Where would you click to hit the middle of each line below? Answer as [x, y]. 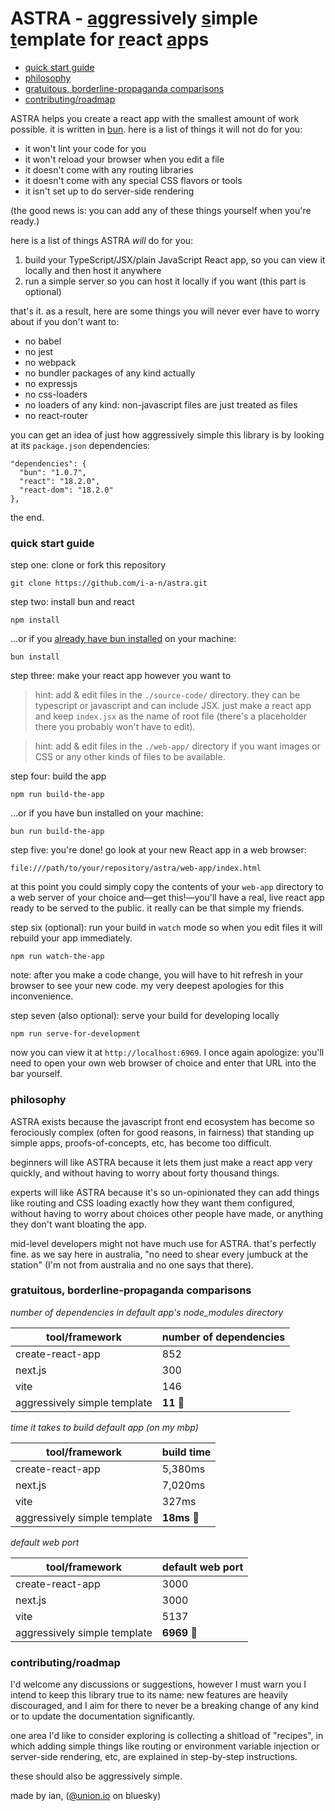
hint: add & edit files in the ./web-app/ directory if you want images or [177, 746]
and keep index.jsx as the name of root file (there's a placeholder [171, 716]
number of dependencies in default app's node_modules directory [147, 1312]
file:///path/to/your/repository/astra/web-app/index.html [136, 868]
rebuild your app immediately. [71, 938]
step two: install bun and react [72, 602]
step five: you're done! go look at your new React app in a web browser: [158, 850]
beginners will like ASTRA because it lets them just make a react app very [161, 1162]
